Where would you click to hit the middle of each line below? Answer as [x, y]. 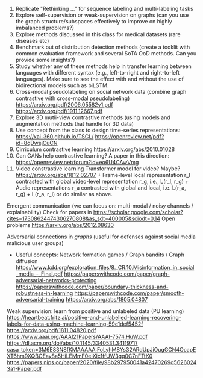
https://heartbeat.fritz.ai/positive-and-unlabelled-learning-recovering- [94, 318]
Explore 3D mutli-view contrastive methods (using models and [93, 117]
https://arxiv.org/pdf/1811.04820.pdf [52, 330]
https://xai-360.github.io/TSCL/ [55, 137]
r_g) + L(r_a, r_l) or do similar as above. [64, 194]
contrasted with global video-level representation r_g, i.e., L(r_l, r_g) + [102, 181]
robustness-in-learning [44, 293]
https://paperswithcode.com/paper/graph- [117, 274]
